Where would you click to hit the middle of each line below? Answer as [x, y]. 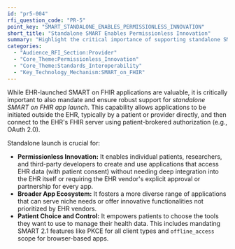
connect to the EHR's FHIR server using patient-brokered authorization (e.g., [117, 122]
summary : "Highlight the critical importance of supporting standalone [114, 40]
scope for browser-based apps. [63, 238]
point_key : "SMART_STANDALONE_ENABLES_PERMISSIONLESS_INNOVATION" [106, 27]
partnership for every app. [55, 186]
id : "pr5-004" [28, 14]
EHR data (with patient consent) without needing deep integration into [118, 171]
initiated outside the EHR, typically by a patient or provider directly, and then [117, 114]
